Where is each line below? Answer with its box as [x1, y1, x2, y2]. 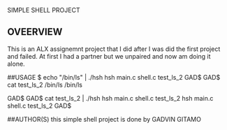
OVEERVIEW [7, 26, 63, 38]
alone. [7, 59, 26, 68]
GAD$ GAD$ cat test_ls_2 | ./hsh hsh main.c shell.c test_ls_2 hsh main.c [7, 94, 214, 102]
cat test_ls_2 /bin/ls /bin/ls [7, 80, 82, 89]
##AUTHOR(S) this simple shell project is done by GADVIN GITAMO [7, 115, 201, 123]
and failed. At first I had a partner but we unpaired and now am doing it [7, 52, 211, 60]
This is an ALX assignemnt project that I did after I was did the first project [7, 45, 221, 53]
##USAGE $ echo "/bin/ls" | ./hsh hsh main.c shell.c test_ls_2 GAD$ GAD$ [7, 73, 221, 81]
